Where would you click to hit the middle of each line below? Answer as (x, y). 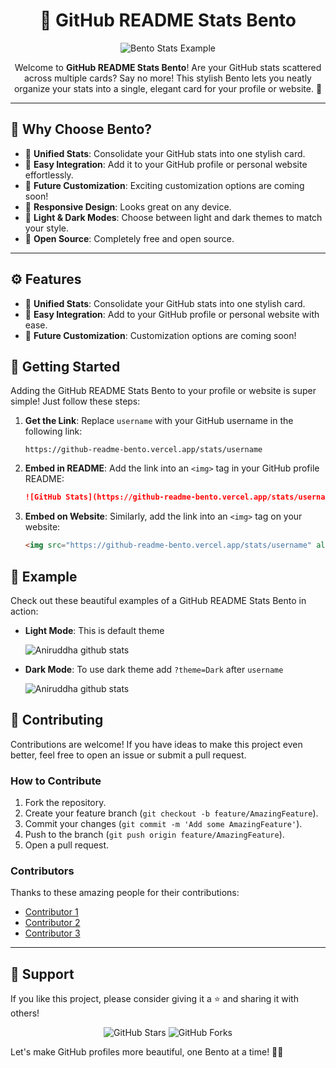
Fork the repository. (65, 803)
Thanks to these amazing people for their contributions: (125, 893)
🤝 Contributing (57, 720)
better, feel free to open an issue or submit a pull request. (128, 755)
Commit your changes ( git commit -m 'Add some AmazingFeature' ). (163, 824)
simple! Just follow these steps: (75, 401)
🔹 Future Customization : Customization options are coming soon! (160, 335)
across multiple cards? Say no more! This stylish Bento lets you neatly (168, 78)
